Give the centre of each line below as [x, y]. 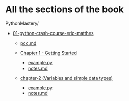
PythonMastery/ [22, 23]
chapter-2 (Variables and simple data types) [67, 78]
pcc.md [28, 43]
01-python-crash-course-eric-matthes [53, 33]
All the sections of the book [64, 9]
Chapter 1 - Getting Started [49, 53]
